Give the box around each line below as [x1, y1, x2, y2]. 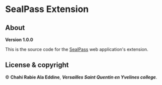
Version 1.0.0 [5, 36, 33, 42]
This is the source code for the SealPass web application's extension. [5, 46, 148, 52]
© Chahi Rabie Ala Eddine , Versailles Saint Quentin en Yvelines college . [5, 74, 157, 80]
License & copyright [5, 61, 69, 69]
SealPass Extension [5, 3, 89, 15]
